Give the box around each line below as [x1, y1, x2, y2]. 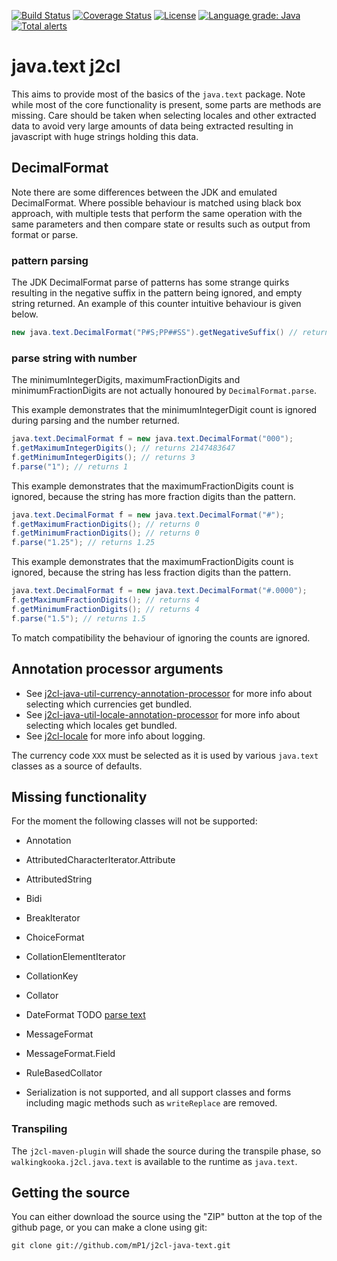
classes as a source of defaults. [11, 760, 143, 772]
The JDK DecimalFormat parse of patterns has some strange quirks [11, 276, 290, 289]
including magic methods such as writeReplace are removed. [25, 1097, 278, 1109]
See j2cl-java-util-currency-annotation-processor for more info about [25, 687, 313, 699]
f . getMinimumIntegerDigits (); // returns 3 [11, 452, 196, 462]
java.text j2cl [11, 55, 121, 78]
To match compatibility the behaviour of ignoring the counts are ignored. [11, 631, 311, 644]
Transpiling [11, 1122, 68, 1136]
